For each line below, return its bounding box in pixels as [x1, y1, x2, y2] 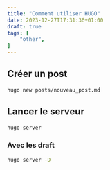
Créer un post [7, 68, 68, 80]
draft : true [7, 23, 42, 30]
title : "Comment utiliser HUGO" [7, 10, 100, 17]
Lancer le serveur [7, 105, 85, 118]
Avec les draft [7, 140, 55, 150]
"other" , [19, 36, 45, 43]
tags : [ [7, 29, 30, 37]
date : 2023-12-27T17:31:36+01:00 [7, 17, 104, 24]
